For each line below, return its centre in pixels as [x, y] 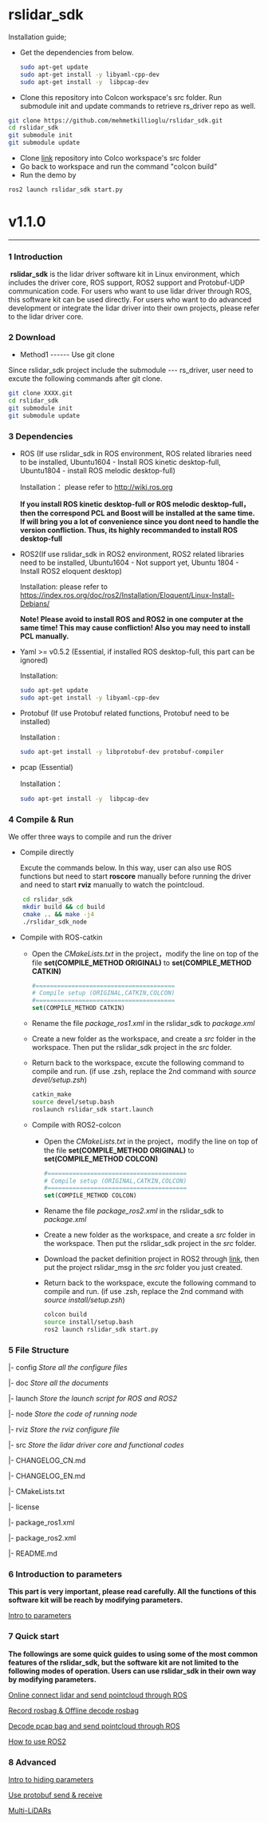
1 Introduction [35, 256]
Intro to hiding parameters [51, 1779]
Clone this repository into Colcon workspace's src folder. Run [120, 97]
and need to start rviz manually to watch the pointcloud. [112, 885]
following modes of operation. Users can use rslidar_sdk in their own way [132, 1671]
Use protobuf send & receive [55, 1795]
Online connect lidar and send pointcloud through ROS [98, 1695]
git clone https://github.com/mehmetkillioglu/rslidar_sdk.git [116, 120]
